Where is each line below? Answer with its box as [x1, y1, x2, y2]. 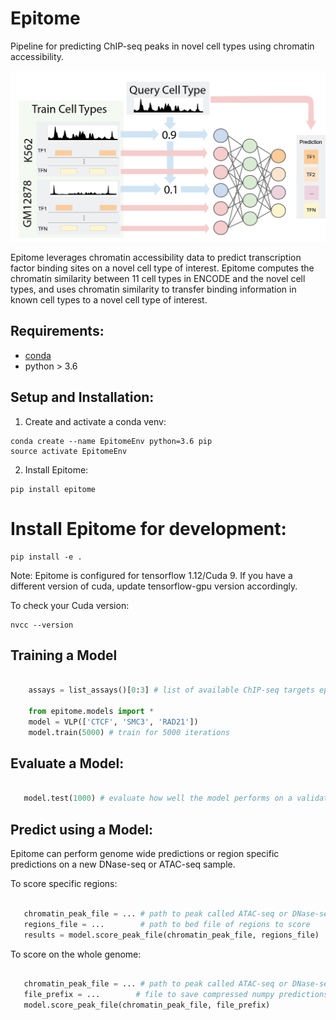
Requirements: [10, 323, 105, 340]
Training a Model [10, 647, 118, 664]
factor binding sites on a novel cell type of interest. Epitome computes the [10, 262, 315, 274]
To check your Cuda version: [10, 599, 130, 611]
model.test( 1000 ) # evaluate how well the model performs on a [23, 793, 293, 804]
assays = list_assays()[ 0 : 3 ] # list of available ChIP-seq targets [28, 685, 315, 696]
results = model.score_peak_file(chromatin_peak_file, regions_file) [23, 930, 320, 940]
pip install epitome [10, 484, 97, 494]
